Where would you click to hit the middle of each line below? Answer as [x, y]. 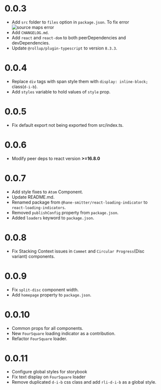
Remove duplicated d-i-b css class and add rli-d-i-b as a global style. [84, 382]
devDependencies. [31, 43]
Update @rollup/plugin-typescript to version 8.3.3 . [64, 48]
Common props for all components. [47, 328]
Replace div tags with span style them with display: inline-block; [80, 81]
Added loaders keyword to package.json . [53, 218]
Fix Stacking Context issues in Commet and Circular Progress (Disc [78, 251]
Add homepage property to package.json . [51, 295]
